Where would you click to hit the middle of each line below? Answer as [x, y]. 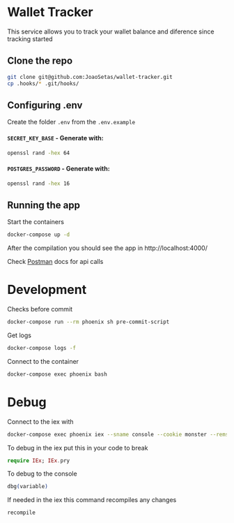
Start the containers [36, 222]
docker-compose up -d [39, 235]
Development [47, 290]
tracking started [30, 38]
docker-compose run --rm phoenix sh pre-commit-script [88, 322]
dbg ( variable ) [28, 487]
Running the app [44, 205]
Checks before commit [40, 309]
